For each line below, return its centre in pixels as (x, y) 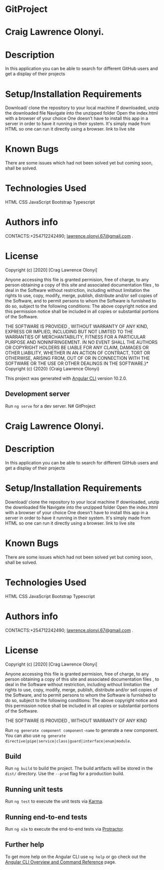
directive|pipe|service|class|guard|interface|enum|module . (68, 740)
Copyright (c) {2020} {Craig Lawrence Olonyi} (52, 369)
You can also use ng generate (36, 735)
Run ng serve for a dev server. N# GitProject (50, 406)
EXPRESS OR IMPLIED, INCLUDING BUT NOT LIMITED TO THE (69, 332)
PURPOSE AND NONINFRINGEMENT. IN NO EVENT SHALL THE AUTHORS (82, 342)
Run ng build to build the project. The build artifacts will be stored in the (79, 768)
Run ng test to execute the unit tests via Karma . (54, 801)
